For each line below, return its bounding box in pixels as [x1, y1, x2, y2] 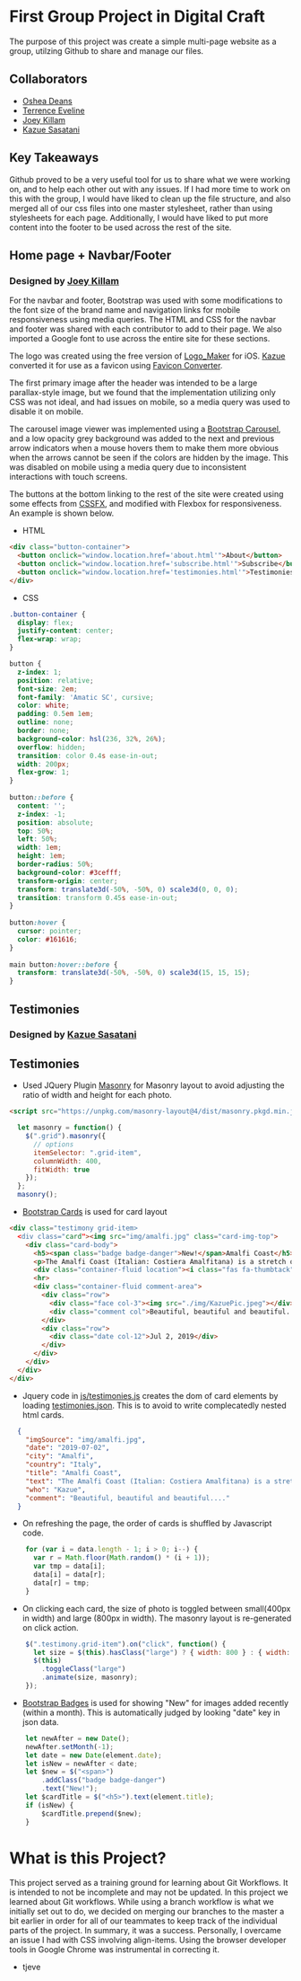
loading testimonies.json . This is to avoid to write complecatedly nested [21, 1400, 287, 1411]
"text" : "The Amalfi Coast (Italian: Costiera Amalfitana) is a [25, 1476, 271, 1486]
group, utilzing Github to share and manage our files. [9, 45, 204, 56]
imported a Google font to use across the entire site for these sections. [9, 333, 271, 344]
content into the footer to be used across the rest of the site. [9, 222, 232, 233]
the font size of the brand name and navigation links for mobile [9, 305, 241, 315]
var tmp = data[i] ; [32, 1561, 106, 1571]
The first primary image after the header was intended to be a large [9, 377, 258, 388]
